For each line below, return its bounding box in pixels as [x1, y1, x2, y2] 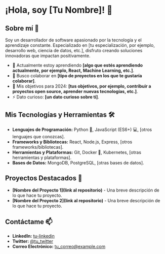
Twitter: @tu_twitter [12, 238, 53, 244]
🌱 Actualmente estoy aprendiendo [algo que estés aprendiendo [12, 63, 143, 68]
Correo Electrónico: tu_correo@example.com [12, 244, 106, 250]
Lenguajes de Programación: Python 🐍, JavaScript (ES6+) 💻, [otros [12, 127, 152, 132]
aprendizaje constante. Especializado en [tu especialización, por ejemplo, [5, 42, 155, 48]
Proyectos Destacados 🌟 [5, 174, 82, 183]
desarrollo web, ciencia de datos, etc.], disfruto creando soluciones [5, 48, 143, 53]
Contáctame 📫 [5, 218, 53, 226]
